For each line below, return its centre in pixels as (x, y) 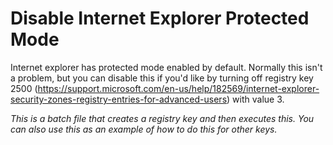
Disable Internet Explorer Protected (160, 18)
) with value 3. (255, 99)
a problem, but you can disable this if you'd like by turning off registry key (162, 78)
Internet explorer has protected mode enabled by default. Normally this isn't (166, 67)
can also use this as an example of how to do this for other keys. (144, 129)
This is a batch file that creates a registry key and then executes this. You (162, 118)
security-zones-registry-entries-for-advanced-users (119, 99)
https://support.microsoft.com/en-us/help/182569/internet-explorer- (178, 88)
